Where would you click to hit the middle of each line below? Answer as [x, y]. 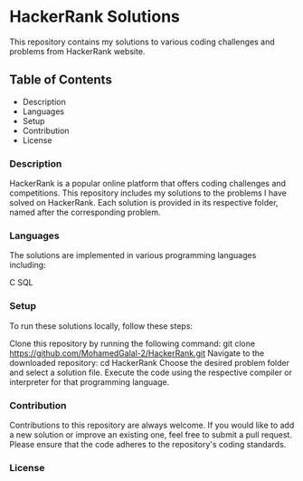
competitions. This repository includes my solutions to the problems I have [148, 193]
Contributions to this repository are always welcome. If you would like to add [152, 425]
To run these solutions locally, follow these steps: [101, 326]
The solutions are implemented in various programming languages [133, 255]
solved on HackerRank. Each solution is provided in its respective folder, [144, 203]
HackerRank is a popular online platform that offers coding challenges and [148, 184]
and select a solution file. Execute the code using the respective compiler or [151, 372]
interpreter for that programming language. [90, 381]
